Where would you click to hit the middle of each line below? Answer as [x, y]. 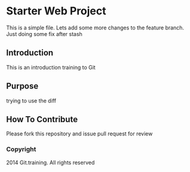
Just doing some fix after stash [44, 34]
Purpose [22, 86]
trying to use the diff [31, 101]
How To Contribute [42, 119]
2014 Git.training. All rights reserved [50, 162]
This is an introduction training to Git [51, 67]
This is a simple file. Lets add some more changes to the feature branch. [95, 28]
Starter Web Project [56, 11]
